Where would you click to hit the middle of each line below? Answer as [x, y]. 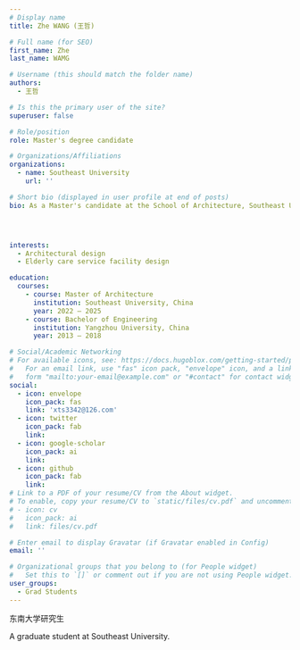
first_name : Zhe [39, 50]
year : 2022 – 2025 [67, 311]
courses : [33, 287]
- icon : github [46, 468]
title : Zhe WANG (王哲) [52, 26]
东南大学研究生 [37, 618]
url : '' [39, 181]
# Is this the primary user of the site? [87, 107]
